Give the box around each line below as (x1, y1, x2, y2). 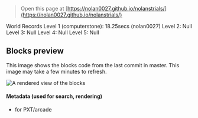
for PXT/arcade (14, 106, 52, 113)
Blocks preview (6, 46, 64, 56)
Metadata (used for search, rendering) (6, 93, 102, 100)
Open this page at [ (20, 5, 68, 12)
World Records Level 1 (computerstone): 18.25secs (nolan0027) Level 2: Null (6, 23, 192, 29)
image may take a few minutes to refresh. (6, 68, 107, 75)
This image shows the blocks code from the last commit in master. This (6, 61, 180, 68)
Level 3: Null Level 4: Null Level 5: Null (6, 29, 99, 36)
